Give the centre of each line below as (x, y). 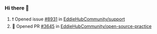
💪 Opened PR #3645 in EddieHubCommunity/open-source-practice (82, 26)
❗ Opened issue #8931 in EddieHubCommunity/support (68, 19)
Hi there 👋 (17, 8)
